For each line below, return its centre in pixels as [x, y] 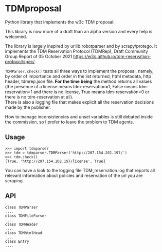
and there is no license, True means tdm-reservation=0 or [91, 92]
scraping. [15, 180]
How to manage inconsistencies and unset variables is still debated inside [79, 116]
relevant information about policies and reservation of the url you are [74, 175]
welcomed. [16, 37]
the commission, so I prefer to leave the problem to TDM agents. [70, 122]
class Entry [17, 241]
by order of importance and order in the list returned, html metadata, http [78, 76]
